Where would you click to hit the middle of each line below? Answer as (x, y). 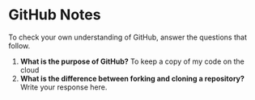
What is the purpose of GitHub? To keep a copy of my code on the (132, 61)
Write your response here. (64, 87)
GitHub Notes (55, 15)
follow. (19, 45)
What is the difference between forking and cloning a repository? (132, 78)
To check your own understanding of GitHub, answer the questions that (127, 37)
